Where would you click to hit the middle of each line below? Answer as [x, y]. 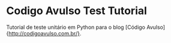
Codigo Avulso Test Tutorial [76, 11]
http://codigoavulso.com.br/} [44, 33]
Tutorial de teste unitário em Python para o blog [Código [76, 27]
